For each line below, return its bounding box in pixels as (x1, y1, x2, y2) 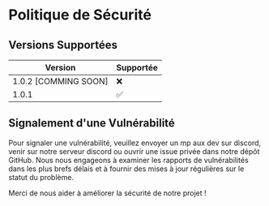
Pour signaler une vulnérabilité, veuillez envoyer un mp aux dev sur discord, (8, 138, 262, 148)
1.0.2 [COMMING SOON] (12, 75, 109, 87)
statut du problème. (8, 172, 75, 182)
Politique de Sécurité (8, 6, 152, 24)
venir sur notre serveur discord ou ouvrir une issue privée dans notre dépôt (8, 146, 260, 156)
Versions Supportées (8, 38, 118, 52)
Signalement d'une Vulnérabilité (8, 116, 176, 131)
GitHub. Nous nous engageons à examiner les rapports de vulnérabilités (8, 155, 249, 165)
